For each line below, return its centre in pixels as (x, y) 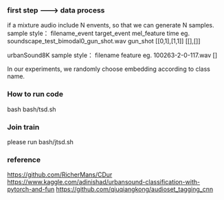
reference (24, 159)
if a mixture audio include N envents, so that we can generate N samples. (111, 25)
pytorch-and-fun (31, 189)
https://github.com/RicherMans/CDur (60, 175)
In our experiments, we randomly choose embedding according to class (109, 69)
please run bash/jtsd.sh (41, 142)
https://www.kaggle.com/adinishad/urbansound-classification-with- (104, 182)
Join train (23, 127)
